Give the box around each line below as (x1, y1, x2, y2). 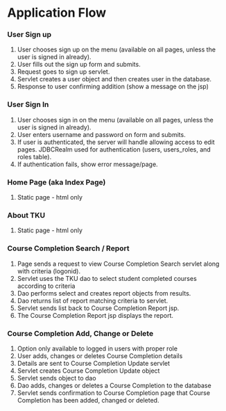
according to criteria (17, 282, 76, 290)
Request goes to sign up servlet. (17, 67, 110, 76)
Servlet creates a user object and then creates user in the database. (17, 75, 212, 83)
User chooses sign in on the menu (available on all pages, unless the (17, 115, 214, 124)
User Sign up (7, 30, 52, 40)
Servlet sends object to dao (17, 373, 96, 382)
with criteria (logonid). (17, 266, 81, 275)
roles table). (17, 152, 52, 161)
